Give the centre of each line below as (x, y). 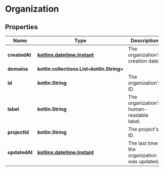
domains (18, 69)
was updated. (144, 161)
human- (138, 109)
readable (138, 115)
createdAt (20, 55)
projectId (18, 132)
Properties (21, 27)
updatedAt (20, 152)
